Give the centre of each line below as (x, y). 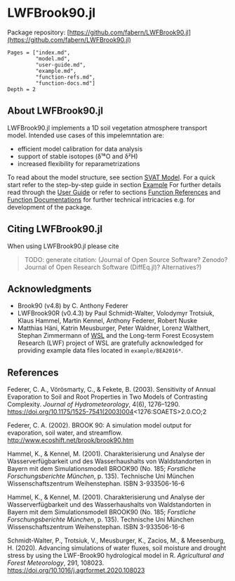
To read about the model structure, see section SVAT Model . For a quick (111, 177)
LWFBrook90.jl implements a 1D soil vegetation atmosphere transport (107, 128)
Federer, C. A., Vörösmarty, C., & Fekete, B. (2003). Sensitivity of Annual (112, 390)
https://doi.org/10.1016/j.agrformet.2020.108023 (76, 570)
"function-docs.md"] (66, 83)
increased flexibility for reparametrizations (79, 163)
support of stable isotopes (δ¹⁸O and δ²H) (78, 156)
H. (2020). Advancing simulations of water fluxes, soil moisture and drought (117, 548)
